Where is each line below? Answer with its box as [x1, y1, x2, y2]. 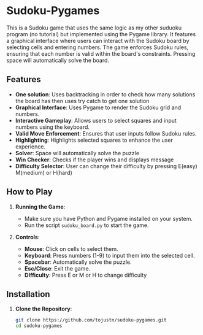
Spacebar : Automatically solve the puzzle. [24, 258, 132, 266]
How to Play [6, 187, 53, 197]
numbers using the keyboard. [15, 123, 90, 131]
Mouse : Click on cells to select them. [24, 245, 118, 252]
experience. [15, 142, 46, 150]
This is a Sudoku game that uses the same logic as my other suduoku [6, 24, 182, 31]
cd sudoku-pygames [15, 323, 63, 329]
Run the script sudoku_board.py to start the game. [24, 221, 149, 229]
